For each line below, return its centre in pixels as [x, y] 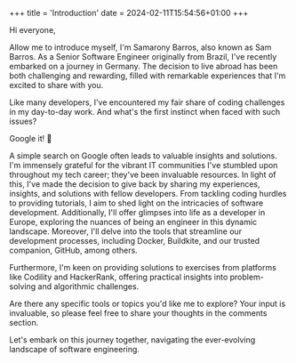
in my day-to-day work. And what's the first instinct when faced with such [145, 112]
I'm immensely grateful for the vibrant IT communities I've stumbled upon [144, 165]
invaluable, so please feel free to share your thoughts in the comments [138, 313]
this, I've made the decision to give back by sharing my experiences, [135, 184]
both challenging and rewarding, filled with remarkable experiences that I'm [148, 76]
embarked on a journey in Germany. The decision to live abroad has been [144, 66]
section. [24, 323]
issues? [23, 121]
